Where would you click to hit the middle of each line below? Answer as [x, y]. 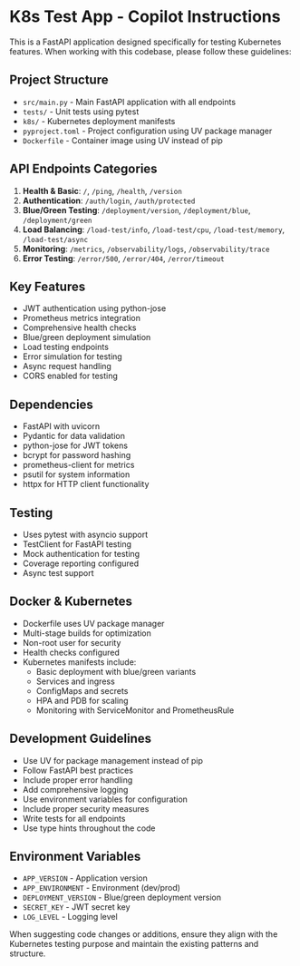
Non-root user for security [72, 642]
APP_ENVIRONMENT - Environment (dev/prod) [102, 888]
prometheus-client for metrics [78, 465]
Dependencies [51, 404]
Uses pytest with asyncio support [85, 534]
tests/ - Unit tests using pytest [81, 112]
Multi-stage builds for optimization [87, 633]
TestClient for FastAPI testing [77, 544]
